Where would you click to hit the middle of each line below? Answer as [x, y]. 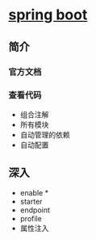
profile [31, 218]
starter [31, 201]
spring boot [48, 15]
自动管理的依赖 [45, 134]
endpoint [35, 210]
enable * [34, 192]
